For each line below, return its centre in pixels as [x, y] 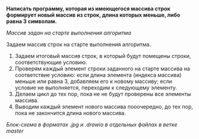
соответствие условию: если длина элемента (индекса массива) [98, 75]
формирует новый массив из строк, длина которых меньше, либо [93, 15]
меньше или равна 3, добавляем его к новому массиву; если [93, 81]
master [15, 131]
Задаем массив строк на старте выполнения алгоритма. [79, 44]
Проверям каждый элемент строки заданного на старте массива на [102, 69]
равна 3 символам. [32, 21]
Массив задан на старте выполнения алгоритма [69, 33]
